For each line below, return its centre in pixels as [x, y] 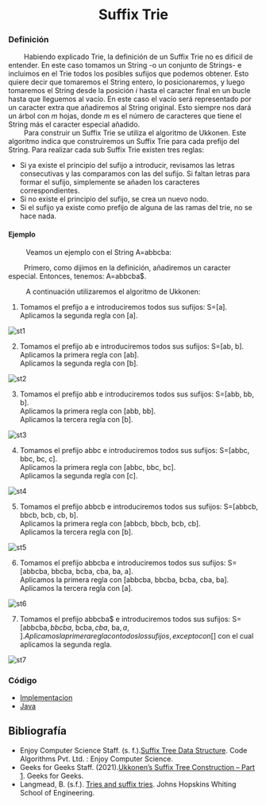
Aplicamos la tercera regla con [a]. [76, 588]
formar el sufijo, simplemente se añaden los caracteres [110, 182]
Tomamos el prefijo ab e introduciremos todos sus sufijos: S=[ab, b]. [132, 346]
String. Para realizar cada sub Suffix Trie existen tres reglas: [106, 150]
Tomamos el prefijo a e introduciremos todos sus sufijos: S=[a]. [123, 307]
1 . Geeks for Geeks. [52, 776]
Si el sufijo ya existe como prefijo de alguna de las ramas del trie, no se [136, 208]
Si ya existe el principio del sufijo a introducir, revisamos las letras [127, 166]
